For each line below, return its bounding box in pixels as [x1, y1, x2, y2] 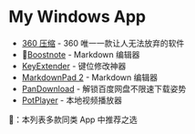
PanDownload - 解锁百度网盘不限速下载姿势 [21, 83, 187, 94]
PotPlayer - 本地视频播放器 [21, 94, 122, 106]
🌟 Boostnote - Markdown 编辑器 [21, 48, 140, 60]
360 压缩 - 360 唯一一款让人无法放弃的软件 [21, 37, 185, 48]
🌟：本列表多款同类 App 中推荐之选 [8, 114, 138, 125]
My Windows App [8, 6, 147, 27]
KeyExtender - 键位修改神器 [21, 60, 127, 71]
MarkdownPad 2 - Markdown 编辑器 [21, 71, 159, 83]
